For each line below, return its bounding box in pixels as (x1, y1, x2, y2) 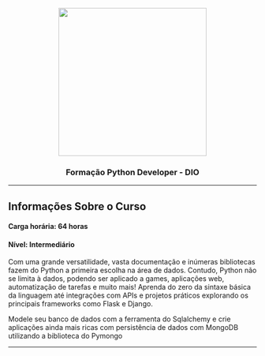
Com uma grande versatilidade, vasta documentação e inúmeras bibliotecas (8, 257, 256, 267)
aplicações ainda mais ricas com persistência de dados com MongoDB (8, 323, 239, 332)
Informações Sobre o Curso (8, 200, 147, 213)
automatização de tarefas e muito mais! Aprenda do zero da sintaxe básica (8, 283, 251, 292)
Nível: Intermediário (8, 239, 75, 249)
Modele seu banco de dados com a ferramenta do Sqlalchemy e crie (8, 314, 231, 324)
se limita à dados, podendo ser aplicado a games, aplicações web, (8, 274, 225, 283)
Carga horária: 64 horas (8, 222, 88, 231)
